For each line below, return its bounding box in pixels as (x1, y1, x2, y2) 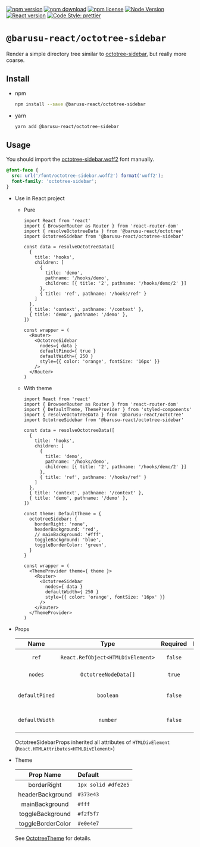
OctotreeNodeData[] (80, 671, 136, 678)
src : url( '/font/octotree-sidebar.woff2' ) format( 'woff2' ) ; (11, 173, 164, 179)
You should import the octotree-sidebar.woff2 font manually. (6, 155, 155, 163)
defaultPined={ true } (39, 348, 96, 354)
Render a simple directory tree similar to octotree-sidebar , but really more (6, 50, 187, 57)
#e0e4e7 (77, 820, 99, 827)
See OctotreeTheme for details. (14, 834, 92, 842)
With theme (23, 384, 52, 391)
